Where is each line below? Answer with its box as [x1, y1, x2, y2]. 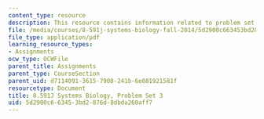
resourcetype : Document [8, 84, 86, 92]
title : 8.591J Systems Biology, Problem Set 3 [8, 92, 163, 99]
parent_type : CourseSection [8, 70, 101, 78]
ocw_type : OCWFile [8, 56, 68, 63]
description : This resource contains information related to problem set [8, 19, 255, 27]
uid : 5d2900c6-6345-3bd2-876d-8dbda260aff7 [8, 99, 153, 106]
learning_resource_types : [8, 41, 93, 49]
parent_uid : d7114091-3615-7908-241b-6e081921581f [8, 77, 178, 85]
